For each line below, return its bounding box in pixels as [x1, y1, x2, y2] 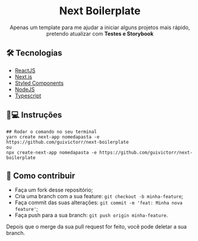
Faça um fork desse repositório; [14, 186, 93, 194]
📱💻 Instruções [6, 110, 62, 120]
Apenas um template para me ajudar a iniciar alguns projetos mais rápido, [10, 24, 190, 31]
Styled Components [14, 79, 64, 87]
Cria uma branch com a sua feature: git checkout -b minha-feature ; [14, 193, 183, 200]
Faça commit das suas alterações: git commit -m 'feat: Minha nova [14, 199, 183, 206]
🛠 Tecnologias [6, 48, 62, 58]
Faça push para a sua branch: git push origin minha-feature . [14, 212, 168, 219]
